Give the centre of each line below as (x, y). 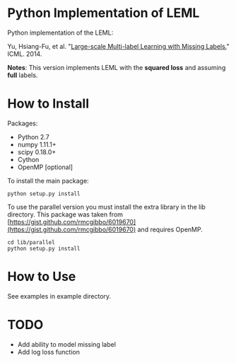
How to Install (48, 104)
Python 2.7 (33, 137)
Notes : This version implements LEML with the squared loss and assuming (117, 67)
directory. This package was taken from (65, 214)
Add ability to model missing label (67, 344)
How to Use (42, 277)
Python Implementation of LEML (104, 13)
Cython (28, 159)
